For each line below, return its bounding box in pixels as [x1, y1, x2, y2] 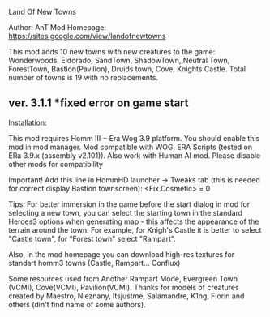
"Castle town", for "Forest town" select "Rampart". [8, 233, 176, 243]
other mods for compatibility [8, 159, 104, 169]
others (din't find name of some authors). [8, 299, 146, 309]
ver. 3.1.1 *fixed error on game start [8, 96, 189, 110]
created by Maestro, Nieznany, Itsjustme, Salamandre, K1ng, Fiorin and [8, 291, 245, 301]
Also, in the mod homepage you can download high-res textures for [8, 249, 235, 259]
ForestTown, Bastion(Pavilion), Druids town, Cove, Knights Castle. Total [8, 64, 246, 74]
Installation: [8, 118, 47, 127]
